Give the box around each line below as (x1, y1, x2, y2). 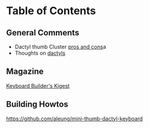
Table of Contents (6, 4, 96, 18)
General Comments (6, 28, 80, 38)
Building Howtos (6, 99, 68, 110)
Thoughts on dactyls (14, 50, 66, 57)
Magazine (6, 67, 44, 77)
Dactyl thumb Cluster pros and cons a (14, 43, 106, 50)
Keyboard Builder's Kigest (6, 82, 70, 89)
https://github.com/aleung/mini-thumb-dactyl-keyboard (6, 115, 143, 122)
